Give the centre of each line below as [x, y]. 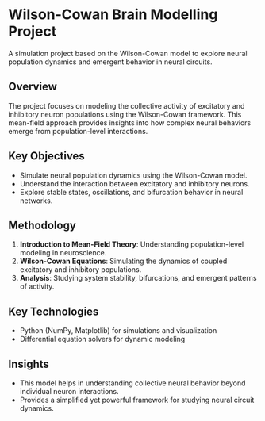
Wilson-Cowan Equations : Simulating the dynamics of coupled [123, 261]
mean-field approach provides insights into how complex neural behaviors [130, 122]
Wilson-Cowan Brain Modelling [113, 15]
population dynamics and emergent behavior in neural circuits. [110, 62]
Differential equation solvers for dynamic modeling [102, 339]
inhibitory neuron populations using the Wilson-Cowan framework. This [125, 114]
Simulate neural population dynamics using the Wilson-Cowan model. [133, 175]
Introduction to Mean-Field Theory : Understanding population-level [132, 244]
